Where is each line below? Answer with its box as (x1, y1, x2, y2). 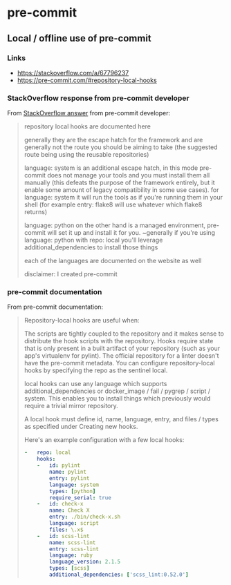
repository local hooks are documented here (24, 122, 151, 131)
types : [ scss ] (49, 565, 90, 572)
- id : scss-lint (37, 533, 90, 539)
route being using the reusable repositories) (24, 151, 149, 159)
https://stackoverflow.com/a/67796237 (17, 68, 129, 77)
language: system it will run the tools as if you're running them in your (24, 193, 223, 202)
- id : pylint (37, 462, 81, 469)
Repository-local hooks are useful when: (24, 316, 140, 325)
